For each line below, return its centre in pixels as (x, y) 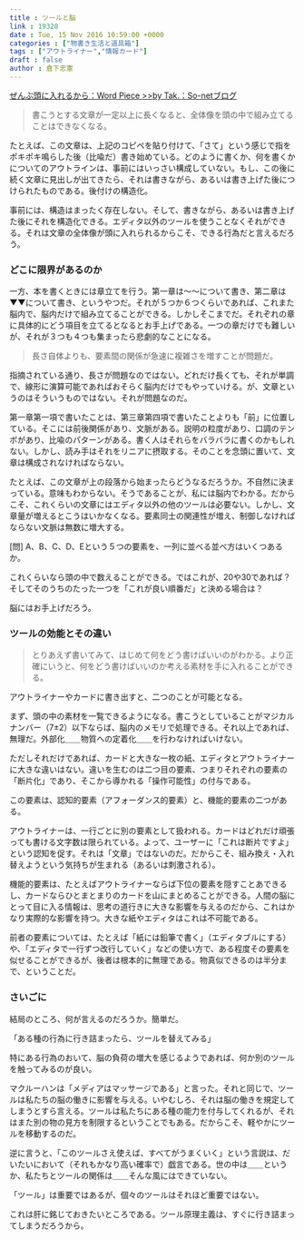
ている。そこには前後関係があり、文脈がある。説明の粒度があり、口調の (144, 428)
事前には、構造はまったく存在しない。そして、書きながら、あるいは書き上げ (152, 210)
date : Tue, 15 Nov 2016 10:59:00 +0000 (87, 34)
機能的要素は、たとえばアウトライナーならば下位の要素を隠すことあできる (148, 884)
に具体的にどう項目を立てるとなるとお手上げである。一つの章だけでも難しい (152, 325)
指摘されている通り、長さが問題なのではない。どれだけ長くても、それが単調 (152, 375)
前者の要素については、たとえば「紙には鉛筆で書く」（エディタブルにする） (150, 938)
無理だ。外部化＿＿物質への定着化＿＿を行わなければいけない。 (128, 739)
